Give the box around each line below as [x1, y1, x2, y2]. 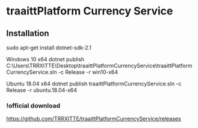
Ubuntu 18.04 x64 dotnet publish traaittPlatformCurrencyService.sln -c [6, 80, 182, 87]
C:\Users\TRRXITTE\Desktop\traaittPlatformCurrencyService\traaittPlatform [6, 62, 193, 69]
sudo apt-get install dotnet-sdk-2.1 [6, 44, 92, 51]
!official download [6, 101, 60, 109]
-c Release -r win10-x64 [58, 69, 119, 76]
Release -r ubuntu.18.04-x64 [6, 87, 77, 94]
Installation [6, 28, 49, 38]
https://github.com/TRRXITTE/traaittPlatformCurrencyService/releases [6, 115, 182, 123]
